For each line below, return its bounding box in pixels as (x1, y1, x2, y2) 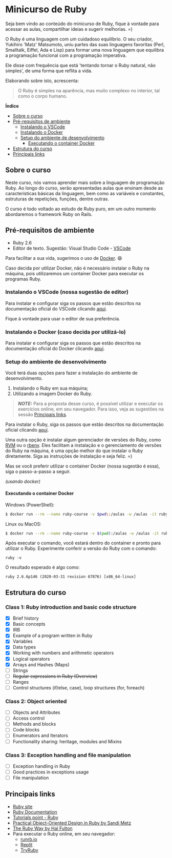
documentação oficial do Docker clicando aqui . (5, 345, 105, 352)
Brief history (12, 615, 39, 621)
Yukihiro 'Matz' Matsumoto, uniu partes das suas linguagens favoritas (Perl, (5, 41, 165, 47)
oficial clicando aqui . (5, 427, 49, 433)
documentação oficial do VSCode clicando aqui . (5, 305, 107, 312)
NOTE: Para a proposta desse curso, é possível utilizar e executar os (17, 401, 163, 407)
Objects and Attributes (12, 709, 60, 716)
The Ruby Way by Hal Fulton (12, 825, 73, 831)
